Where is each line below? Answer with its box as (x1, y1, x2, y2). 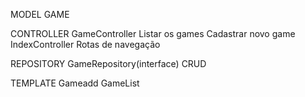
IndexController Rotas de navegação (10, 39, 161, 50)
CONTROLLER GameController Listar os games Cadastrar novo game (10, 28, 296, 39)
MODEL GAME (10, 9, 70, 20)
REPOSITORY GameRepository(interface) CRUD (10, 58, 207, 69)
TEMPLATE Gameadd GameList (10, 77, 140, 89)
